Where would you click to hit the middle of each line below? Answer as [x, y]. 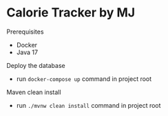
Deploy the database [36, 65]
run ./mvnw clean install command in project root [88, 105]
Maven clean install [34, 92]
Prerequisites [25, 32]
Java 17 [27, 52]
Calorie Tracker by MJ [71, 13]
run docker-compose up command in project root [84, 79]
